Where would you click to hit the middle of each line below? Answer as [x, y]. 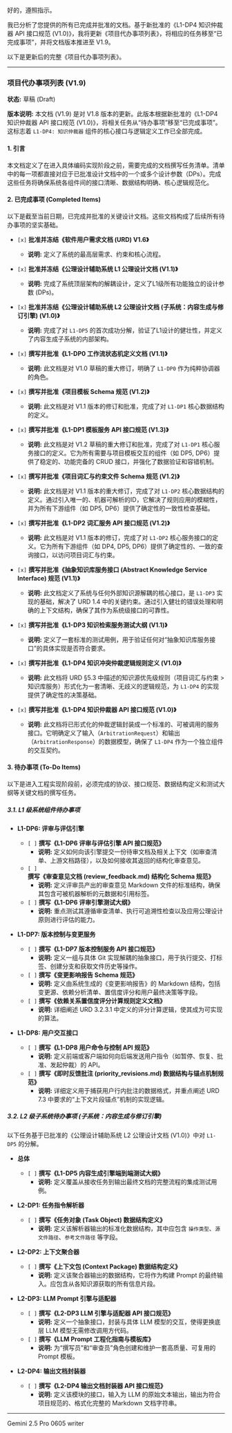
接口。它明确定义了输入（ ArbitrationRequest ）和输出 [104, 733]
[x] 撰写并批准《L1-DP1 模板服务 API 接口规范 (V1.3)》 [93, 429]
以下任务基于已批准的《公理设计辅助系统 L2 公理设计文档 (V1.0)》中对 [106, 1135]
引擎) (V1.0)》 [41, 315]
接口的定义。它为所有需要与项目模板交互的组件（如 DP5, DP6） [124, 453]
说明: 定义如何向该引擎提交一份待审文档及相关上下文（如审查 [125, 852]
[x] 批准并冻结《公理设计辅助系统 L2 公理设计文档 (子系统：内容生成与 [117, 307]
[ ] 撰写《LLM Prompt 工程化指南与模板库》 [91, 1339]
